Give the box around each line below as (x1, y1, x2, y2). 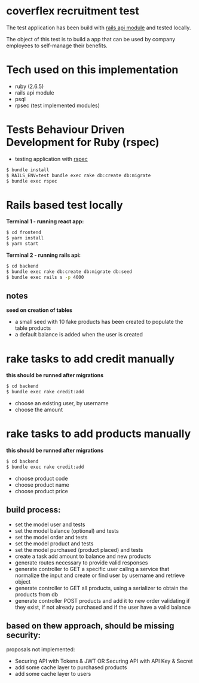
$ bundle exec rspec (6, 178, 58, 184)
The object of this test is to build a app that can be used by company (6, 35, 176, 43)
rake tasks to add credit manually (6, 352, 175, 366)
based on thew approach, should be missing (6, 621, 174, 631)
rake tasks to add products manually (6, 427, 191, 441)
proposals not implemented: (6, 646, 75, 653)
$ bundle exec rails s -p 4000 (6, 274, 84, 280)
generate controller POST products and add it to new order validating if (14, 597, 190, 604)
